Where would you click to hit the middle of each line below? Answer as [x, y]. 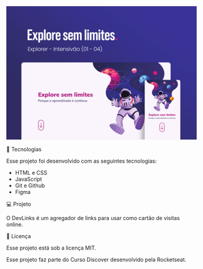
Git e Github [30, 186]
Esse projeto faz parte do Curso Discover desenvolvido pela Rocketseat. [96, 260]
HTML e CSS [31, 173]
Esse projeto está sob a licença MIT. [51, 248]
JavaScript [28, 179]
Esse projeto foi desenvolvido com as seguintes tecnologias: [82, 161]
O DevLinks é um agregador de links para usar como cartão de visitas [93, 218]
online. [14, 225]
